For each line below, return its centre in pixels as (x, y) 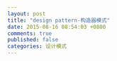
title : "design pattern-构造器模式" (59, 20)
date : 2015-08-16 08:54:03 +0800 (57, 27)
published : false (33, 40)
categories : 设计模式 (37, 46)
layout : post (27, 14)
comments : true (30, 33)
